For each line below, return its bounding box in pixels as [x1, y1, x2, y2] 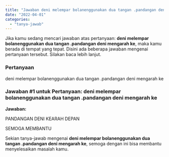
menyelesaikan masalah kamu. [5, 146, 69, 152]
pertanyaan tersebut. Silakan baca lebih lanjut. [5, 51, 102, 58]
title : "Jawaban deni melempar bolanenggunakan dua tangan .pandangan [5, 7, 156, 13]
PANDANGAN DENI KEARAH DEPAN [5, 116, 80, 122]
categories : [5, 17, 30, 22]
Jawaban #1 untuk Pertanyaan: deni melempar [5, 88, 121, 95]
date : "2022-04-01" [5, 12, 46, 17]
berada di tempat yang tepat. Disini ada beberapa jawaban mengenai [5, 46, 148, 52]
